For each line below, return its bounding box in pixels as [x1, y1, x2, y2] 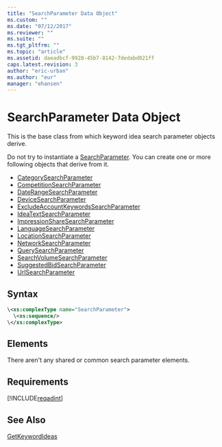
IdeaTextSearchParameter [16, 210, 91, 218]
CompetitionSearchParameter [16, 181, 101, 189]
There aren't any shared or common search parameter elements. [7, 356, 190, 364]
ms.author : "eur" [7, 73, 57, 81]
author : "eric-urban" [7, 67, 69, 74]
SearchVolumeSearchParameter [16, 254, 108, 262]
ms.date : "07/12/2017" [7, 23, 72, 29]
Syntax [7, 288, 38, 300]
